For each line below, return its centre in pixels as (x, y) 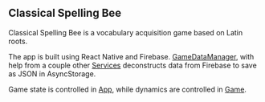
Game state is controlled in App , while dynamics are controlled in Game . (128, 89)
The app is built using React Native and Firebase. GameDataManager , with (131, 56)
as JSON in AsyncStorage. (52, 73)
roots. (18, 41)
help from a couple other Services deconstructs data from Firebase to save (132, 65)
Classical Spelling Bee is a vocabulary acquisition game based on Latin (126, 32)
